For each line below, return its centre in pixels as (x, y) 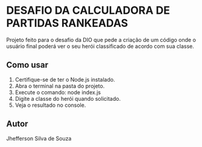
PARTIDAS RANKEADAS (67, 23)
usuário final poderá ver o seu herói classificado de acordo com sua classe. (100, 46)
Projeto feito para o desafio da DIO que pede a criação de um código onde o (101, 40)
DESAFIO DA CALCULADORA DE (88, 10)
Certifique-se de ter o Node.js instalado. (65, 79)
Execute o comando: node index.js (58, 92)
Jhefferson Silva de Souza (39, 138)
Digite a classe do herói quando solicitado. (68, 98)
